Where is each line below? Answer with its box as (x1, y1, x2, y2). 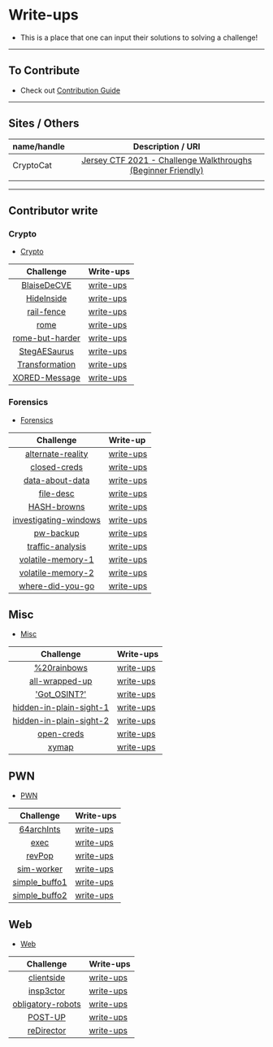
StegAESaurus (19, 345, 75, 357)
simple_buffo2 (12, 890, 67, 901)
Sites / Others (8, 116, 80, 131)
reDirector (27, 1024, 67, 1036)
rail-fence (27, 306, 67, 318)
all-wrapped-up (29, 676, 93, 687)
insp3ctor (28, 985, 66, 997)
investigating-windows (12, 514, 102, 525)
